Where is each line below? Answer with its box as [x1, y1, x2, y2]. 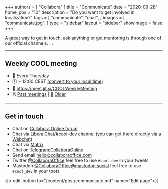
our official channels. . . [5, 40, 53, 46]
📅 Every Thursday [12, 72, 49, 79]
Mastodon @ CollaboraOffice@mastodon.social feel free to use [12, 162, 141, 169]
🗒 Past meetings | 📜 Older [12, 91, 66, 97]
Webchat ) [12, 136, 33, 142]
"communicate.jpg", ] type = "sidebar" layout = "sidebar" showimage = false [5, 20, 163, 26]
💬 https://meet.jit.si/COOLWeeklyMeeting [12, 85, 97, 91]
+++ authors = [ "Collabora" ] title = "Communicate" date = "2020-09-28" [5, 4, 158, 10]
